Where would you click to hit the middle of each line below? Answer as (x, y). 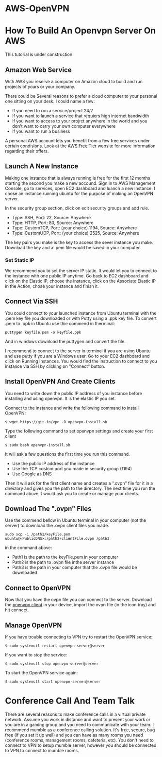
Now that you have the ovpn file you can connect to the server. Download (79, 600)
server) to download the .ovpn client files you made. (57, 526)
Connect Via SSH (32, 301)
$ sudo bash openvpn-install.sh (38, 445)
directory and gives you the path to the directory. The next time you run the (80, 488)
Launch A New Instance (42, 166)
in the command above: (29, 548)
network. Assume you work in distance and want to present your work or (78, 720)
